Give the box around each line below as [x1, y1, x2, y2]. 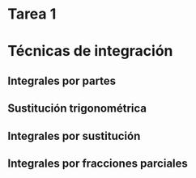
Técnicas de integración [7, 42, 173, 61]
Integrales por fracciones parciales [7, 156, 188, 170]
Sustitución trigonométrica [7, 102, 147, 116]
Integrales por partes [7, 74, 117, 87]
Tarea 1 [7, 5, 57, 23]
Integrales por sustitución [7, 129, 141, 142]
